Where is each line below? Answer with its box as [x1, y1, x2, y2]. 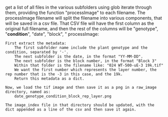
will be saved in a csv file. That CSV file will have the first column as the [5, 20, 154, 26]
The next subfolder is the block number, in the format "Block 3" [14, 58, 157, 64]
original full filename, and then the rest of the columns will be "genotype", [5, 26, 158, 32]
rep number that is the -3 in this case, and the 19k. [5, 72, 123, 77]
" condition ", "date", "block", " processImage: [5, 31, 99, 37]
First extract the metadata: [5, 41, 67, 46]
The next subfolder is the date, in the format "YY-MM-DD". [14, 54, 143, 59]
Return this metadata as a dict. [14, 76, 85, 81]
